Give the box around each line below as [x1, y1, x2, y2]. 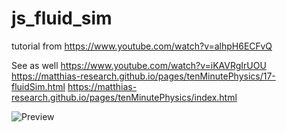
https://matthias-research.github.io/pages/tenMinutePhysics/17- [11, 70, 276, 82]
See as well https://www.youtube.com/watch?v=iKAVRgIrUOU [11, 59, 267, 71]
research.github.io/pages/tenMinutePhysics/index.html [11, 91, 238, 103]
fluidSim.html [11, 80, 66, 92]
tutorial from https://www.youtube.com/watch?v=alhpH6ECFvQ [11, 40, 273, 52]
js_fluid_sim [11, 7, 113, 30]
